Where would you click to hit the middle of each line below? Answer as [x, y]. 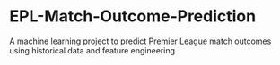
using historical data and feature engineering [92, 50]
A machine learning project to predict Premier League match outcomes [140, 41]
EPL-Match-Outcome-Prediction [133, 16]
